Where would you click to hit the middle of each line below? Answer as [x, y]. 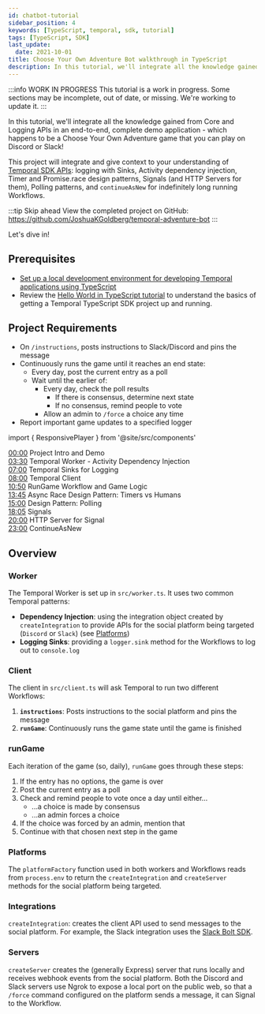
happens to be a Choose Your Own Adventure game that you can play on [127, 138]
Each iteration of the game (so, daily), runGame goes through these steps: [126, 765]
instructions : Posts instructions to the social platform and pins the [128, 712]
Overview [33, 553]
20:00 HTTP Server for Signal [56, 520]
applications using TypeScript [68, 286]
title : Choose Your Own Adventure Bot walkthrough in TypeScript [118, 60]
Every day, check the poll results [96, 389]
